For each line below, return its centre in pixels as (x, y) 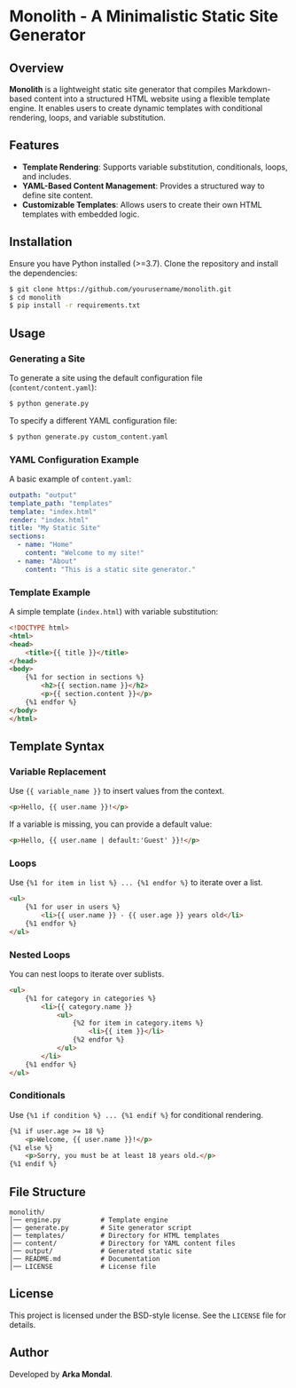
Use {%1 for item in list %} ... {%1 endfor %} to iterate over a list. (136, 883)
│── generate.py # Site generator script (101, 1228)
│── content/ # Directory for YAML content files (123, 1244)
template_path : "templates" (61, 504)
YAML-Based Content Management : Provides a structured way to (144, 186)
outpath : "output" (43, 495)
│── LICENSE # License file (83, 1267)
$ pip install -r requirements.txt (75, 305)
